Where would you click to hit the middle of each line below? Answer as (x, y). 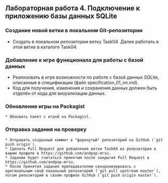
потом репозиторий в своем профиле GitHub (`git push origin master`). (82, 175)
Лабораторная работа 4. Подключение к (72, 8)
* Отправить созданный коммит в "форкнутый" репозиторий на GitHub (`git (84, 140)
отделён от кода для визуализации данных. (59, 93)
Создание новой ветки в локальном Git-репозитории (74, 31)
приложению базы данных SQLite (61, 16)
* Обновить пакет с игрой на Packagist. (48, 117)
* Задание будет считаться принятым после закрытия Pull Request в (77, 158)
